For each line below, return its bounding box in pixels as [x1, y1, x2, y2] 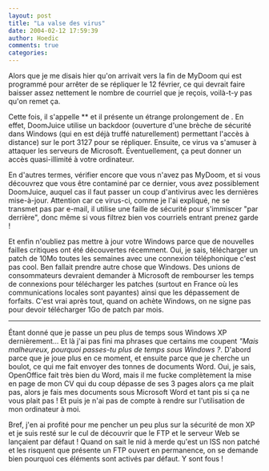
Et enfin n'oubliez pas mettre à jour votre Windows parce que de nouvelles [8, 237, 255, 246]
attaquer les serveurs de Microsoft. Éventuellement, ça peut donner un [8, 146, 242, 155]
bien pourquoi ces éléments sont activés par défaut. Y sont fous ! [8, 454, 224, 463]
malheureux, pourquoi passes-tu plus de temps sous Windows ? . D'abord [8, 345, 251, 354]
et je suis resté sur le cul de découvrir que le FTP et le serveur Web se [8, 429, 240, 437]
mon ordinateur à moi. [8, 405, 82, 413]
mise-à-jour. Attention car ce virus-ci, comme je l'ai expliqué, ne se [8, 195, 231, 205]
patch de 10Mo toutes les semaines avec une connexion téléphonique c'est [8, 254, 256, 263]
